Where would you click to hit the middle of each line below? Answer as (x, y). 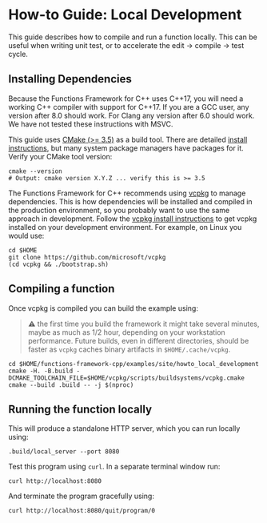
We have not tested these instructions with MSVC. (91, 124)
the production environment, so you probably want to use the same (119, 210)
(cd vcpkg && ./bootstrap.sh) (59, 264)
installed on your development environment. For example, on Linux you (125, 227)
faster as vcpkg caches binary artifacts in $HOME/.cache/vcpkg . (129, 349)
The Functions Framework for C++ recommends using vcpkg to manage (127, 193)
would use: (26, 235)
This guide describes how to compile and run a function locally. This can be (133, 37)
